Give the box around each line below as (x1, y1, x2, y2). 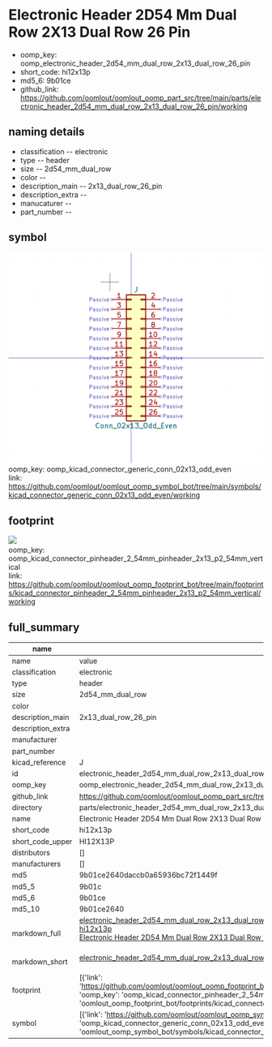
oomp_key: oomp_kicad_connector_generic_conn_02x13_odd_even (8, 464, 232, 474)
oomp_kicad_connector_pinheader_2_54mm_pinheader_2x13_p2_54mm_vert (8, 554, 263, 563)
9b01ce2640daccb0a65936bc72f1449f (79, 870, 218, 880)
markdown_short (11, 957, 68, 967)
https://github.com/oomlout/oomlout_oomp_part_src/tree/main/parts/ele (19, 93, 261, 102)
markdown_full (11, 928, 62, 938)
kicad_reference (11, 757, 66, 767)
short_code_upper (11, 836, 73, 846)
